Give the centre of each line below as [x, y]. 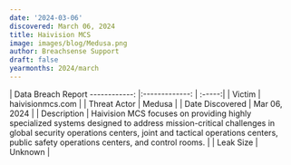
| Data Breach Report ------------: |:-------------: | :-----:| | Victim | [135, 94]
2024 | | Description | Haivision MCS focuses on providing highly [131, 113]
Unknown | [30, 151]
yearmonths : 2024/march [54, 69]
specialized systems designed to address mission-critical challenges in [142, 122]
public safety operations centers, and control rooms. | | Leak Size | [134, 142]
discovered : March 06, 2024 [63, 26]
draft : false [34, 60]
